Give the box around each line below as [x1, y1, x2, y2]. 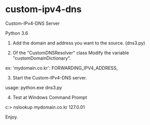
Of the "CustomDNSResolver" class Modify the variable [12, 50, 129, 56]
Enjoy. [5, 114, 18, 120]
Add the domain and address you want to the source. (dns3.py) [12, 39, 145, 46]
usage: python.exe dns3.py [5, 85, 63, 91]
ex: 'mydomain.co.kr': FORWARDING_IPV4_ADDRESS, [5, 65, 118, 71]
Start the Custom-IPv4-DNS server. [12, 74, 87, 80]
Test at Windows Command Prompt [12, 94, 87, 100]
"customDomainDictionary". [12, 55, 71, 61]
